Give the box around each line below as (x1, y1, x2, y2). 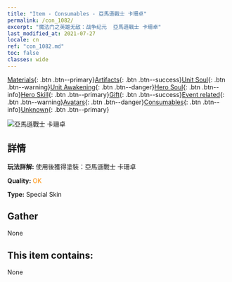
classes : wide (7, 56, 49, 63)
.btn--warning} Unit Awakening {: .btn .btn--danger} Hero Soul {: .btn (7, 82, 201, 91)
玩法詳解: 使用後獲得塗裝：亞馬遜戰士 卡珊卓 (7, 162, 136, 171)
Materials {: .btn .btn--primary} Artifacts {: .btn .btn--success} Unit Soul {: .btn (7, 75, 226, 84)
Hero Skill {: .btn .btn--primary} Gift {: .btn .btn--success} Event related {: (20, 90, 225, 98)
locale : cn (7, 37, 39, 44)
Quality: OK (7, 177, 42, 185)
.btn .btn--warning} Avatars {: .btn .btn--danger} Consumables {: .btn (7, 98, 202, 106)
